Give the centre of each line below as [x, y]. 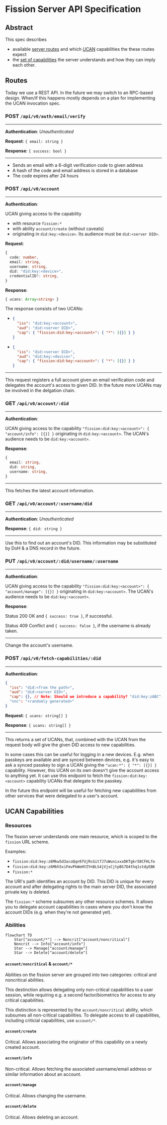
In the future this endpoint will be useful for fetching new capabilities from [81, 790]
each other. [24, 65]
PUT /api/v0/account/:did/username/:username [62, 561]
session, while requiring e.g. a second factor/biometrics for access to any [80, 995]
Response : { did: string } [34, 529]
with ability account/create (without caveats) [58, 229]
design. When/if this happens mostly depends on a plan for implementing [80, 98]
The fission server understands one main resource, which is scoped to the [81, 836]
